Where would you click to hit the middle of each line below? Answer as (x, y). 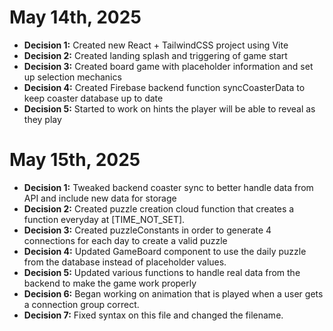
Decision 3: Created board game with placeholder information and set (168, 66)
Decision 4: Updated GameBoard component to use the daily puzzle (165, 251)
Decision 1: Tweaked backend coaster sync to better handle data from (168, 187)
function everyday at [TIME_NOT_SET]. (104, 219)
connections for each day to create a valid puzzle (125, 240)
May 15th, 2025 (75, 160)
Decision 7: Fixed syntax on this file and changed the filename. (153, 315)
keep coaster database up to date (93, 98)
